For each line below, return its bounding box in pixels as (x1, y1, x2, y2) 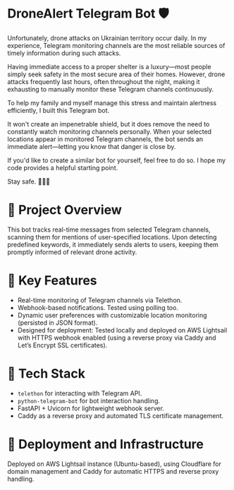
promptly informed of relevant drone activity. (7, 248, 137, 256)
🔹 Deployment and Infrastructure (7, 436, 204, 452)
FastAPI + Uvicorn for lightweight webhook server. (17, 404, 164, 412)
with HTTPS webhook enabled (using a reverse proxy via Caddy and (17, 333, 216, 342)
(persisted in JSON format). (17, 318, 98, 327)
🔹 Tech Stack (7, 366, 86, 381)
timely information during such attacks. (7, 49, 121, 57)
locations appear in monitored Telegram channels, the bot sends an (7, 135, 204, 143)
